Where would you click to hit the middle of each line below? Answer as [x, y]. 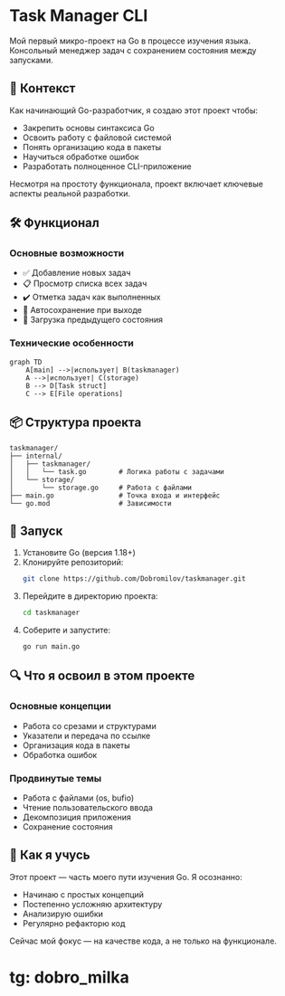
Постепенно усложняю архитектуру [92, 904]
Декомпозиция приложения [76, 817]
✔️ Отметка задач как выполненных [91, 297]
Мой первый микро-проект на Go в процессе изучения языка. [130, 41]
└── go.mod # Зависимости [90, 503]
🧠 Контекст [43, 88]
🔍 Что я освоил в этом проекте [102, 676]
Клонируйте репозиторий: [73, 563]
